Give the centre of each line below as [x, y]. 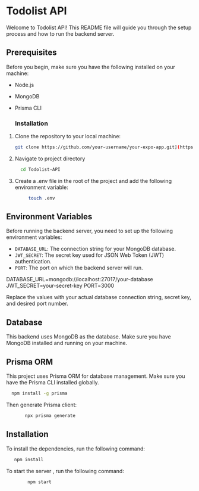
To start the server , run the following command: [65, 471]
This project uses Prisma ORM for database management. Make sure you [96, 376]
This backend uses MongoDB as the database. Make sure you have [89, 337]
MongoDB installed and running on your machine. [67, 343]
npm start [40, 482]
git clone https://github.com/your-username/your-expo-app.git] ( [97, 147]
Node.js [24, 85]
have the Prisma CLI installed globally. [53, 383]
